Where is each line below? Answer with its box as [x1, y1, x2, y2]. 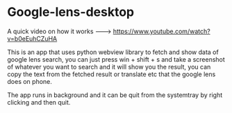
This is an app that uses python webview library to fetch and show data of [7, 48, 219, 56]
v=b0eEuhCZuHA [7, 34, 58, 42]
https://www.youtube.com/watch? [113, 27, 210, 35]
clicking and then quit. [7, 98, 71, 106]
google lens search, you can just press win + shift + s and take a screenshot [7, 55, 226, 63]
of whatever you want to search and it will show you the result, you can [7, 62, 211, 71]
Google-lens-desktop [7, 4, 134, 20]
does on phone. [7, 77, 52, 85]
